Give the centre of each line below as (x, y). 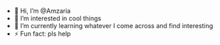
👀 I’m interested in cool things (58, 18)
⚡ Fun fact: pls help (42, 34)
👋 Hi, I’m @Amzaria (42, 11)
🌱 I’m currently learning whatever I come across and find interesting (114, 26)
